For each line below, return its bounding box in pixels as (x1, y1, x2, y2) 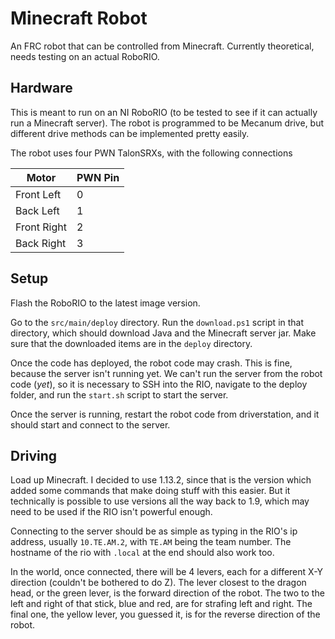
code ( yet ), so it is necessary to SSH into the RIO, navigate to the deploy (10, 378, 308, 390)
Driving (10, 447, 58, 464)
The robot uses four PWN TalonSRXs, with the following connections (10, 147, 293, 159)
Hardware (10, 80, 73, 97)
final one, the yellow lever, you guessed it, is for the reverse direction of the (10, 608, 321, 621)
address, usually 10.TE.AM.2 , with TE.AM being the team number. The (10, 536, 292, 548)
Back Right (15, 236, 67, 250)
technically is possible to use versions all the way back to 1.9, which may (10, 495, 310, 507)
